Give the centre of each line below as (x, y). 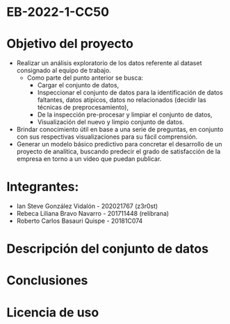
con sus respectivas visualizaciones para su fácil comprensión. (107, 137)
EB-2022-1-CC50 (58, 12)
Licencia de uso (53, 312)
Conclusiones (47, 281)
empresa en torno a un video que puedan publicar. (89, 159)
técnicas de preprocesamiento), (83, 108)
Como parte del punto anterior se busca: (85, 78)
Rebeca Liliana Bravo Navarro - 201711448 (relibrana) (93, 214)
